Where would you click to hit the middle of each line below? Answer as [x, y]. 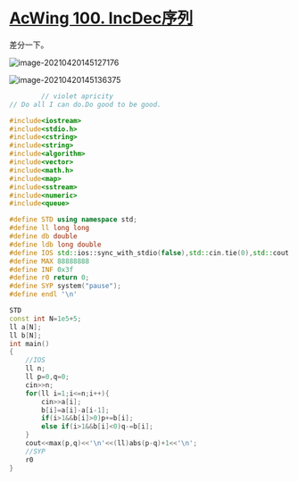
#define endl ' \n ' [43, 294]
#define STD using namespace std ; [74, 220]
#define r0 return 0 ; [50, 278]
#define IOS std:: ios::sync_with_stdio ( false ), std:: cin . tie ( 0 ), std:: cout [149, 253]
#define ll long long [50, 228]
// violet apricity [78, 96]
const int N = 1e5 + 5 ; [46, 319]
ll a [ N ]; [25, 327]
